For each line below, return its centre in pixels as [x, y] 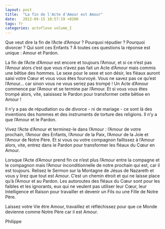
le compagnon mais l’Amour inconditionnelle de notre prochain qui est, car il [82, 165]
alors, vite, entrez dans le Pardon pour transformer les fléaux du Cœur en [80, 145]
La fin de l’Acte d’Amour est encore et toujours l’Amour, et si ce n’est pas [79, 63]
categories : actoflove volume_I [38, 28]
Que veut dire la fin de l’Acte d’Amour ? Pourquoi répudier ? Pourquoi [75, 42]
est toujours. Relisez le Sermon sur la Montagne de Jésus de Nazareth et [80, 171]
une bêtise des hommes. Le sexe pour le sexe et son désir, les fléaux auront [82, 73]
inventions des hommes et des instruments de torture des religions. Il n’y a [81, 114]
